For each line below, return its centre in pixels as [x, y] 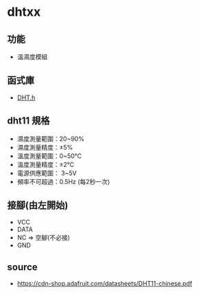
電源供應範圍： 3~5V [47, 173]
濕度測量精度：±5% [45, 147]
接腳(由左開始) [38, 206]
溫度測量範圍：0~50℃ [49, 156]
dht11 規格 [28, 121]
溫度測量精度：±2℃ [46, 164]
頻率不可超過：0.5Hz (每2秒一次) [63, 181]
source [22, 267]
